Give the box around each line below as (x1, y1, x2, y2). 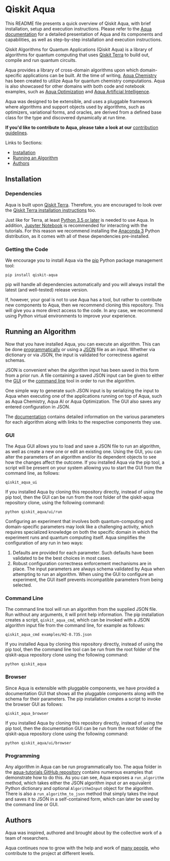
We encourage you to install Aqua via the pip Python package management (5, 257, 163, 263)
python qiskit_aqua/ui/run (5, 509, 62, 514)
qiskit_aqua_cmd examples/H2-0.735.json (5, 632, 92, 637)
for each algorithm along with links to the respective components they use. (5, 419, 162, 425)
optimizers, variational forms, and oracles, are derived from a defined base (5, 109, 162, 115)
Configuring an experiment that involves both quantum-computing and (5, 519, 153, 525)
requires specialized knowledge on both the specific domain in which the (5, 529, 158, 535)
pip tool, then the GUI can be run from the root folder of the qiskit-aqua (5, 494, 154, 500)
